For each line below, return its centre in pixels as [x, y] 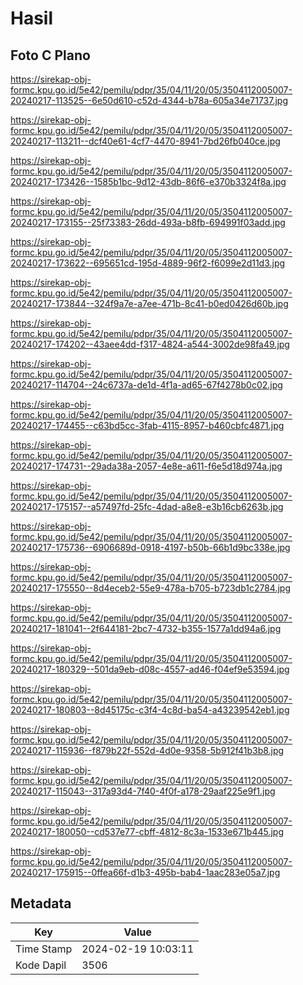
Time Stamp [44, 949]
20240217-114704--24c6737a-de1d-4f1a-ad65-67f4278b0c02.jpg [146, 385]
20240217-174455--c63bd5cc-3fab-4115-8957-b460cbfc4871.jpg [147, 425]
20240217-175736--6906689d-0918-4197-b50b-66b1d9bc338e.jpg [150, 547]
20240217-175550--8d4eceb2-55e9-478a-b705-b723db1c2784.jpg [151, 588]
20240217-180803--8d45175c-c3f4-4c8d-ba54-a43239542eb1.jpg [150, 710]
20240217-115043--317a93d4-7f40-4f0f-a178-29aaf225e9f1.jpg [143, 791]
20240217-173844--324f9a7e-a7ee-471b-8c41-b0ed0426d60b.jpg [149, 303]
